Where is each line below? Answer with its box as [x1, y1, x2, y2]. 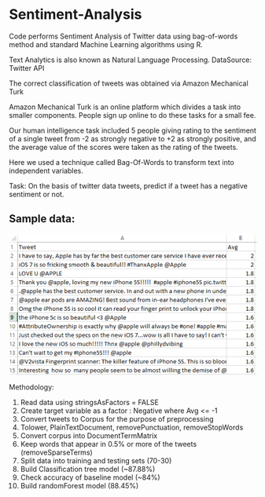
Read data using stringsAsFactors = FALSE [20, 397, 160, 407]
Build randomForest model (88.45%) [20, 481, 139, 490]
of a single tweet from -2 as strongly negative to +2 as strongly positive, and [9, 133, 256, 143]
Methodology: [9, 382, 54, 392]
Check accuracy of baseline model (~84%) [20, 473, 160, 482]
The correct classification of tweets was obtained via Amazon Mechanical [9, 79, 248, 88]
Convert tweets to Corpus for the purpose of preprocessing [20, 414, 215, 423]
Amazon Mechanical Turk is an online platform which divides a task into [9, 102, 241, 111]
